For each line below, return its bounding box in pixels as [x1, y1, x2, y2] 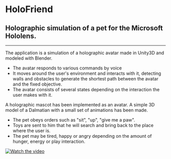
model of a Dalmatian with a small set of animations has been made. [5, 107, 148, 113]
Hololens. [5, 31, 37, 40]
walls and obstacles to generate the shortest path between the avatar [12, 76, 159, 82]
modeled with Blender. [5, 55, 52, 61]
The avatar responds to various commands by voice [12, 65, 122, 71]
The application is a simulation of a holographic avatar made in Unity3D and [5, 50, 164, 56]
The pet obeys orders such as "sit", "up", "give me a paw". [12, 117, 135, 123]
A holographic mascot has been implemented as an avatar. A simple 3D [5, 102, 155, 107]
